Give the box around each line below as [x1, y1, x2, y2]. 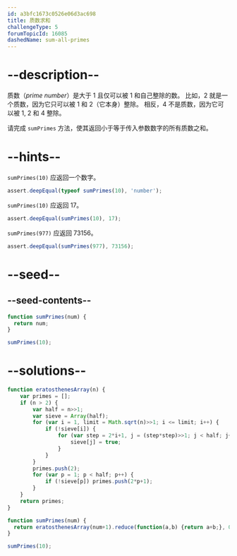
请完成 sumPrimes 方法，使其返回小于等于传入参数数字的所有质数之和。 [7, 124, 213, 133]
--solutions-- [7, 363, 87, 379]
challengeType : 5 [7, 23, 59, 30]
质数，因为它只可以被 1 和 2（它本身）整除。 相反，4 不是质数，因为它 [13, 100, 218, 109]
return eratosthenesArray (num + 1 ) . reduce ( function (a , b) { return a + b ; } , [13, 524, 226, 531]
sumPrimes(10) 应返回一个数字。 [7, 174, 100, 181]
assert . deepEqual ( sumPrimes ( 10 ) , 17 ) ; [7, 214, 121, 222]
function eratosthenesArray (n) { [7, 386, 106, 394]
